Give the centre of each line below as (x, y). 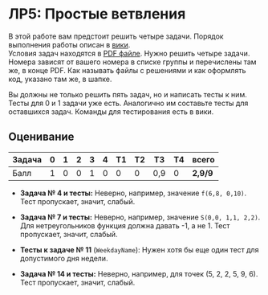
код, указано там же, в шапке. (60, 79)
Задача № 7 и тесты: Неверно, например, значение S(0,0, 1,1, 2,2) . (140, 217)
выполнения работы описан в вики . (69, 44)
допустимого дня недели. (64, 258)
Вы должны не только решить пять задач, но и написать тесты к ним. (128, 94)
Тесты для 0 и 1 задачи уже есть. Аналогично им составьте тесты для (128, 103)
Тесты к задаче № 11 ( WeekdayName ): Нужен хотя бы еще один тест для (139, 249)
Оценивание (41, 137)
